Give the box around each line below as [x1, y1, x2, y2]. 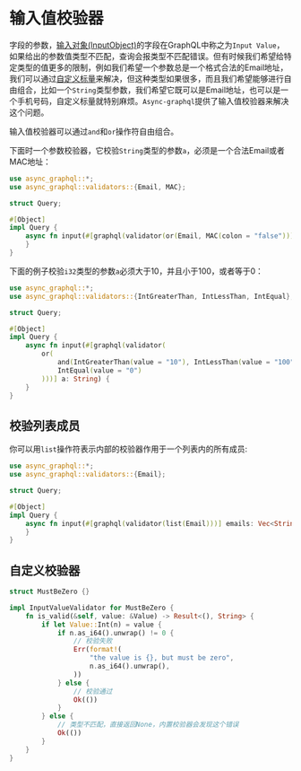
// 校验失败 [73, 636, 113, 646]
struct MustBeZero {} [9, 587, 90, 597]
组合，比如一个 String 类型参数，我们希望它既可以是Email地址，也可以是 [16, 84, 281, 95]
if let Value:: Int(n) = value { [41, 620, 163, 629]
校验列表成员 [9, 418, 81, 434]
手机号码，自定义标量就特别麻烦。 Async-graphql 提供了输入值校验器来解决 [16, 95, 289, 106]
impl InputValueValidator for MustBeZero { [9, 603, 175, 612]
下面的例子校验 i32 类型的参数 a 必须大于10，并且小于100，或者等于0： [9, 266, 264, 276]
